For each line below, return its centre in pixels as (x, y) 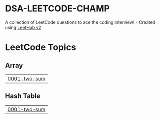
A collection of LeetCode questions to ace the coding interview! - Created (80, 22)
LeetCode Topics (41, 47)
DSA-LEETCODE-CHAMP (58, 9)
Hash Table (23, 96)
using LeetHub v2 (23, 27)
